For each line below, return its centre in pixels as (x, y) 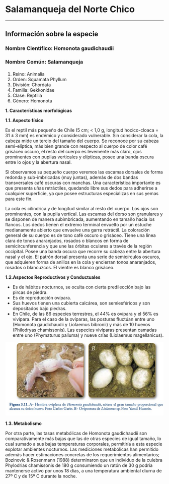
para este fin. (19, 199)
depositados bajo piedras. (39, 308)
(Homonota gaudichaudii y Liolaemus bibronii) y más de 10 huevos (81, 324)
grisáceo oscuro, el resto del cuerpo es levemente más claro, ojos (73, 151)
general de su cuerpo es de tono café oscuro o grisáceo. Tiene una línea (80, 235)
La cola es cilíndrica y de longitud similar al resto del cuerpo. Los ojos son (82, 208)
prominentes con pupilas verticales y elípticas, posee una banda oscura (80, 157)
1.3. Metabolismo (23, 423)
